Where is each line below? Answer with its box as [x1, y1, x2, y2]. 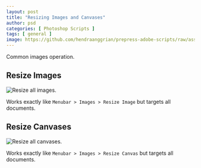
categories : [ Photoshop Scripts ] [6, 25, 95, 32]
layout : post [6, 8, 39, 15]
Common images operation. [6, 53, 75, 60]
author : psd [6, 20, 36, 26]
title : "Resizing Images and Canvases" [6, 14, 106, 20]
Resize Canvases [6, 122, 72, 132]
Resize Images [6, 70, 62, 81]
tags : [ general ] [6, 31, 52, 37]
